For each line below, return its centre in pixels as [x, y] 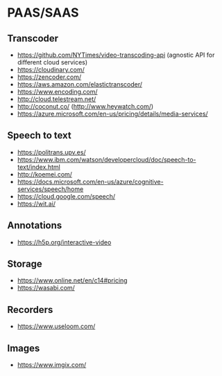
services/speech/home [50, 189]
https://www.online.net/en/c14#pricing [72, 280]
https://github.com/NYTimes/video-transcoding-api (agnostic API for [116, 55]
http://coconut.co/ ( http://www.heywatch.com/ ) [85, 106]
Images [24, 348]
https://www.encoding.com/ [58, 92]
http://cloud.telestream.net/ [57, 99]
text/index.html [39, 167]
